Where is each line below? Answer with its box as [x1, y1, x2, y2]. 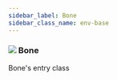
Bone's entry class [8, 63, 70, 72]
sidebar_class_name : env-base [8, 19, 110, 27]
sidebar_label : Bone [8, 11, 78, 20]
